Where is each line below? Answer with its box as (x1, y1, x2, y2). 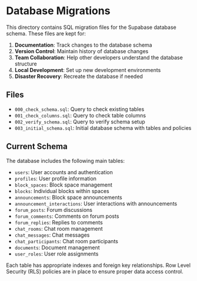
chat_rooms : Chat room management (14, 225, 103, 232)
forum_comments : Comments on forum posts (14, 213, 119, 220)
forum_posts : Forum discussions (14, 206, 93, 213)
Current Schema (6, 142, 68, 152)
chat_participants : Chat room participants (14, 237, 119, 244)
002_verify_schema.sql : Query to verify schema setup (14, 118, 145, 125)
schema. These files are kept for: (6, 30, 86, 37)
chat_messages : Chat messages (14, 231, 90, 238)
